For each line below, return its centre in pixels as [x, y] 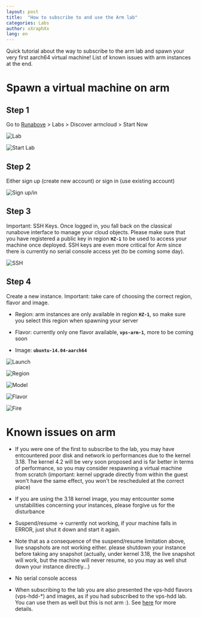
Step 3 [19, 211]
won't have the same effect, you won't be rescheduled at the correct [99, 480]
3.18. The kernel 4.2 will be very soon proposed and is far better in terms [104, 461]
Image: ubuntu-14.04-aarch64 [51, 350]
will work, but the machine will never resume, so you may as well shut [101, 560]
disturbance [30, 511]
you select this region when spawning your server [77, 320]
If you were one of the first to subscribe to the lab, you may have [95, 449]
